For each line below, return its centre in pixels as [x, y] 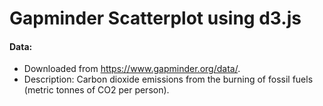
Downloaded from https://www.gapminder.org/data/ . [132, 69]
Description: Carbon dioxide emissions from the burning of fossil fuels [168, 79]
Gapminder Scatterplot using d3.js [155, 18]
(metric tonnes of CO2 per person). [96, 90]
